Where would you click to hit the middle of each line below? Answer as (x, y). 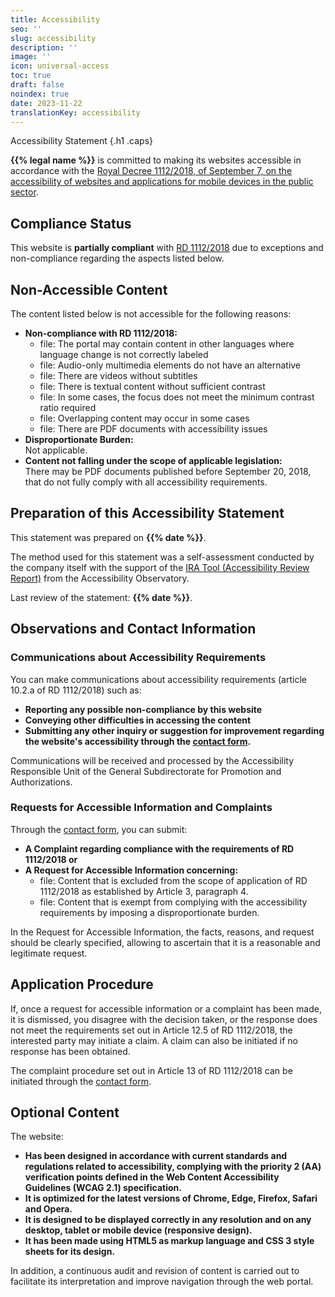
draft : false (37, 85)
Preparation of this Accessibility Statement (147, 513)
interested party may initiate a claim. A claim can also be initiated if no (154, 1040)
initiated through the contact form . (81, 1081)
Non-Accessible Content (89, 289)
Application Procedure (82, 984)
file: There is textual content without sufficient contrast (152, 386)
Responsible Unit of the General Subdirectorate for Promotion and (146, 771)
